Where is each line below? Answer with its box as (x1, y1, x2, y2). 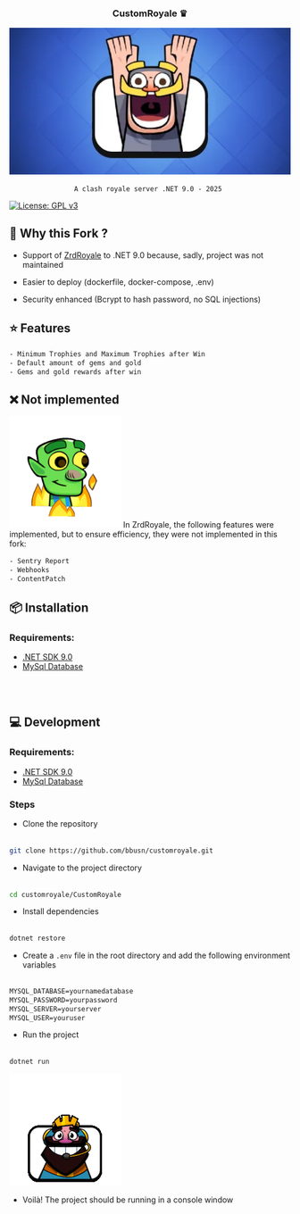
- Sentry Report (9, 557, 70, 566)
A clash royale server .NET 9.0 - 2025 (73, 184, 222, 194)
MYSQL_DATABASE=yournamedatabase (9, 987, 134, 996)
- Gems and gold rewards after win (9, 368, 142, 377)
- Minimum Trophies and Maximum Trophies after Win (9, 350, 205, 359)
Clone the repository (21, 818, 98, 828)
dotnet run (9, 1057, 50, 1067)
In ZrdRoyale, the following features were (122, 520, 275, 530)
